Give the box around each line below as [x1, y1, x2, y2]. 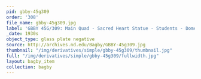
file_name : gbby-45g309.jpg [6, 20, 77, 26]
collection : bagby [6, 64, 52, 70]
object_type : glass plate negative [6, 36, 95, 42]
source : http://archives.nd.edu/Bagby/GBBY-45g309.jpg [6, 42, 146, 48]
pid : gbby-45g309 [6, 8, 50, 15]
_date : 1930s [6, 31, 39, 37]
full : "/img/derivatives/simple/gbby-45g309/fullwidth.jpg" [6, 53, 160, 59]
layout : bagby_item [6, 58, 55, 64]
